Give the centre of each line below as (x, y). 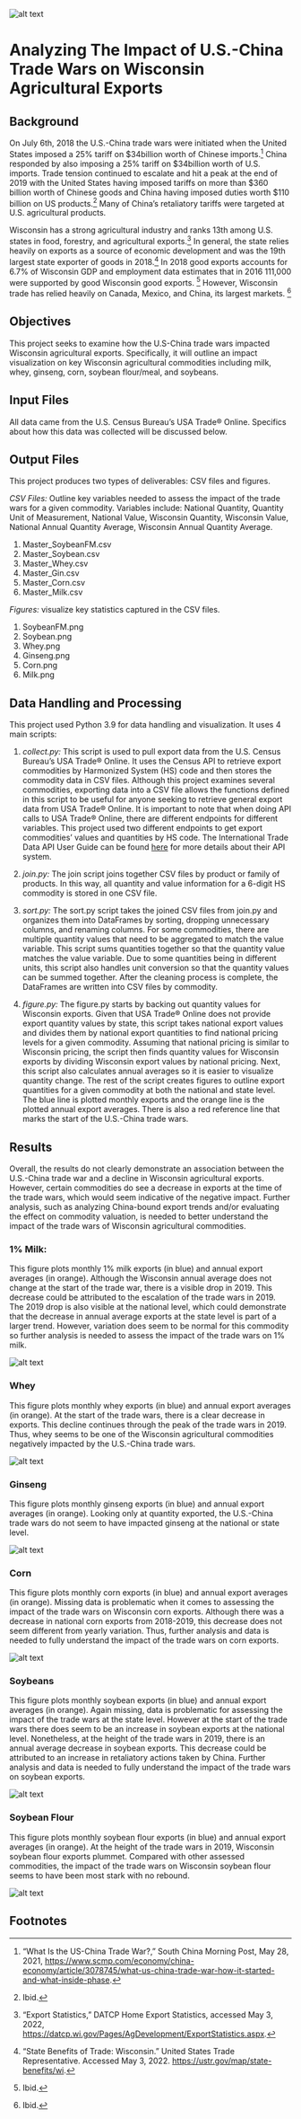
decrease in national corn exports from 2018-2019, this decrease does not (146, 1621)
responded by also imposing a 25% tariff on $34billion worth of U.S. (135, 163)
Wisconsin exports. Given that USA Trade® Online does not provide (146, 1014)
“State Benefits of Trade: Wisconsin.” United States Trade (129, 2051)
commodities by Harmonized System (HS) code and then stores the (147, 771)
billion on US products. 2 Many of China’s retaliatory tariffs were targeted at (147, 202)
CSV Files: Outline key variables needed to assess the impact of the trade (145, 499)
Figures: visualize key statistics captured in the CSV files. (115, 610)
